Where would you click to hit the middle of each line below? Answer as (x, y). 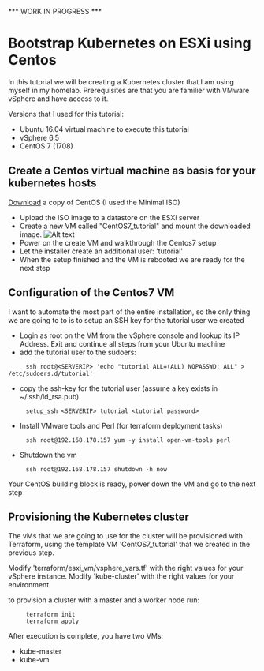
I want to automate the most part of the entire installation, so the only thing (129, 312)
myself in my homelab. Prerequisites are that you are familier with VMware (129, 90)
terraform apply (52, 622)
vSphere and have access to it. (58, 99)
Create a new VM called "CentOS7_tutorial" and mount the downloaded (135, 226)
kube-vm (34, 660)
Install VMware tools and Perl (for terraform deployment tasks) (121, 425)
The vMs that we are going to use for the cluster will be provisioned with (125, 536)
